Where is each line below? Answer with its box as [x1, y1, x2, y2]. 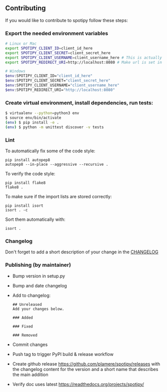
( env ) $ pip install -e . [5, 120, 59, 125]
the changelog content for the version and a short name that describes [12, 366, 158, 372]
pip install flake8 [5, 180, 46, 185]
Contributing [5, 4, 46, 13]
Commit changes [12, 341, 48, 347]
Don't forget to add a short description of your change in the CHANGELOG [5, 249, 158, 255]
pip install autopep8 [5, 157, 50, 162]
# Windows [5, 69, 26, 74]
